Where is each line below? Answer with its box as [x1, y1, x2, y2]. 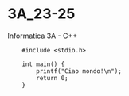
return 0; [36, 74, 68, 82]
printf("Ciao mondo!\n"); [36, 67, 123, 75]
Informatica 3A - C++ [7, 31, 78, 40]
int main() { [21, 60, 65, 68]
